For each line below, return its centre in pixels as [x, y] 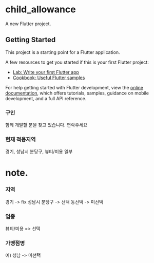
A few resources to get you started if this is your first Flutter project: [77, 62]
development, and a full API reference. [46, 98]
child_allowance [41, 10]
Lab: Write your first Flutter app [46, 72]
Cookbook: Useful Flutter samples [49, 78]
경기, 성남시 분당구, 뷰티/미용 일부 [39, 152]
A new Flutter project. [28, 24]
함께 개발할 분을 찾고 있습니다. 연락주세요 [46, 125]
